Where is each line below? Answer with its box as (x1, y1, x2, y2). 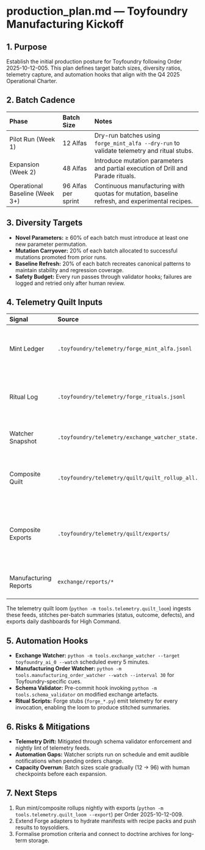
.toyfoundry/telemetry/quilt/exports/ (57, 530, 170, 538)
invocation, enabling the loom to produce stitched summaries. (15, 704, 171, 711)
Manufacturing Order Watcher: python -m (15, 665, 122, 672)
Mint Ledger (9, 344, 45, 353)
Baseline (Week (9, 189, 54, 198)
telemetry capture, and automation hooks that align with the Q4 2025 (6, 71, 180, 78)
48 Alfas (62, 164, 87, 172)
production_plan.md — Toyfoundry (6, 4, 188, 18)
